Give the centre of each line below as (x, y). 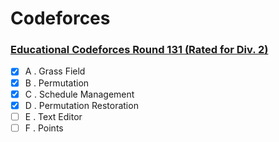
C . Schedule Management (79, 94)
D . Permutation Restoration (81, 105)
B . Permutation (57, 83)
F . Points (44, 128)
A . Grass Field (55, 71)
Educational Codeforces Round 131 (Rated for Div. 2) (139, 50)
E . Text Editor (53, 116)
